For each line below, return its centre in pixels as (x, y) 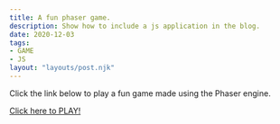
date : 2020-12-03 (42, 34)
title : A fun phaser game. (60, 18)
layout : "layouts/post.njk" (62, 68)
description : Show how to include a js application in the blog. (135, 26)
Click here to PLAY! (45, 111)
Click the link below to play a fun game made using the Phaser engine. (140, 93)
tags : (19, 43)
